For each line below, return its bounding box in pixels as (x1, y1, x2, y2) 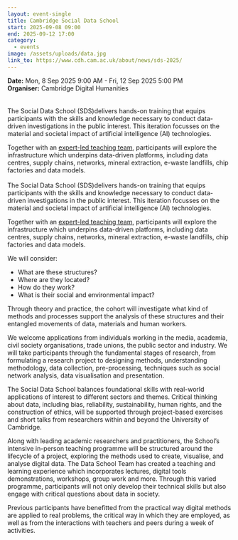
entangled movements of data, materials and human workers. (7, 319, 187, 328)
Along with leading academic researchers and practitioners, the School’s (7, 436, 220, 445)
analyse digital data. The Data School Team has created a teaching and (7, 459, 216, 467)
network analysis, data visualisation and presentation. (7, 371, 165, 380)
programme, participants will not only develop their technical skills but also (7, 482, 227, 490)
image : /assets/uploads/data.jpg (7, 51, 107, 58)
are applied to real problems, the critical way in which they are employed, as (7, 511, 231, 519)
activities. (7, 526, 36, 534)
